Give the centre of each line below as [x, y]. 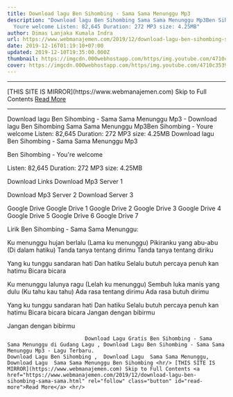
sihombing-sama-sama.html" [46, 381]
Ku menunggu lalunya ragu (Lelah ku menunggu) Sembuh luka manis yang [113, 284]
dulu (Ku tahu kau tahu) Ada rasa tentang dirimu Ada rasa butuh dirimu [108, 292]
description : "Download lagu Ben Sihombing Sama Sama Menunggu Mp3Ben [111, 20]
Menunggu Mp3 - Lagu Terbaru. [51, 350]
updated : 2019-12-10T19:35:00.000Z [59, 53]
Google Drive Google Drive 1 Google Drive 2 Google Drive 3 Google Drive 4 [114, 208]
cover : [17, 65]
